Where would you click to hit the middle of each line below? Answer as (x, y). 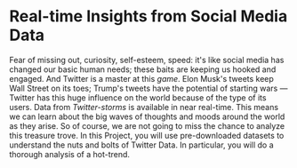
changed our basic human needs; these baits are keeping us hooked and (143, 69)
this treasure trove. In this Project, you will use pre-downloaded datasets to (147, 135)
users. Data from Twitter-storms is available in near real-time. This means (144, 107)
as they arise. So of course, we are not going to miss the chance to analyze (147, 125)
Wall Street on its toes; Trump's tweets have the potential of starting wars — (148, 88)
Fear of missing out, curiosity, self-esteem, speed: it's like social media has (147, 60)
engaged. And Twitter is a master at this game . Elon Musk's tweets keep (141, 78)
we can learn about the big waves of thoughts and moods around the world (147, 116)
